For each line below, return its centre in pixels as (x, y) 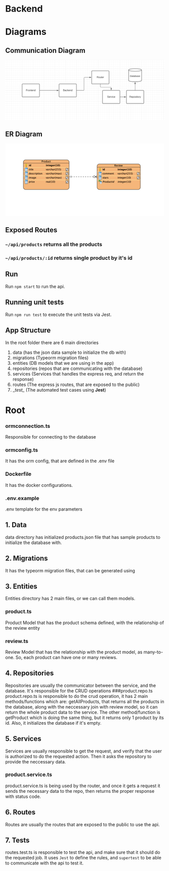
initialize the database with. (34, 542)
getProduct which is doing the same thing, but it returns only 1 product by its (84, 718)
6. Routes (20, 812)
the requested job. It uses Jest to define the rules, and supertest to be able (83, 858)
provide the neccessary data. (36, 761)
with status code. (23, 796)
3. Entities (21, 586)
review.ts (17, 641)
